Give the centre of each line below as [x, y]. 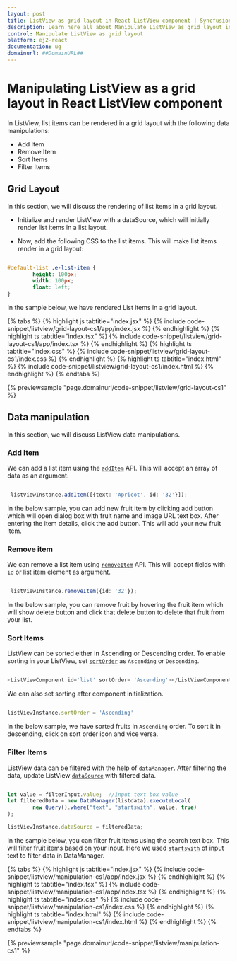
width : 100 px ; [53, 281]
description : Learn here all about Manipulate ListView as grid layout [115, 27]
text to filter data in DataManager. [56, 855]
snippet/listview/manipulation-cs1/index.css [71, 907]
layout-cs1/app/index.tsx [43, 344]
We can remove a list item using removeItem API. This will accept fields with [116, 565]
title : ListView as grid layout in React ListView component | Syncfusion [120, 21]
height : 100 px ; [55, 274]
